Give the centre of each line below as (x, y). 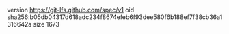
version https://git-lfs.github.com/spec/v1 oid (71, 10)
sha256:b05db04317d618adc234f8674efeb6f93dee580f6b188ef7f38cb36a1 (115, 17)
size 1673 (46, 24)
